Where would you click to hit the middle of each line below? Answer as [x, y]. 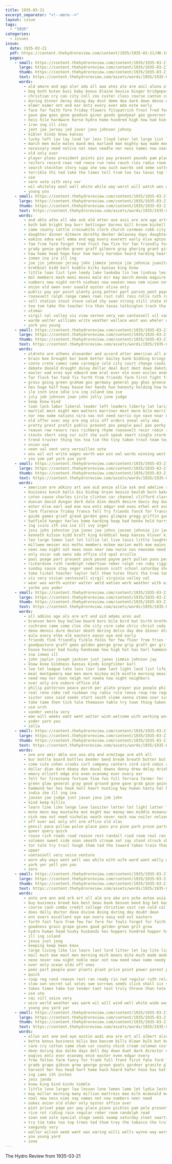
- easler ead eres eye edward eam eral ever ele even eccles [90, 373]
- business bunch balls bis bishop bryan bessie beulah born [90, 492]
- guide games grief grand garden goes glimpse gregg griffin [91, 516]
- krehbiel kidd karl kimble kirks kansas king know [81, 268]
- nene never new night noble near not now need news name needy [95, 960]
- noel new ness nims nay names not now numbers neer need [88, 1099]
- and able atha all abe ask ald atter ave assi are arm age [90, 220]
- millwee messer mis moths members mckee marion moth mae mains [95, 545]
